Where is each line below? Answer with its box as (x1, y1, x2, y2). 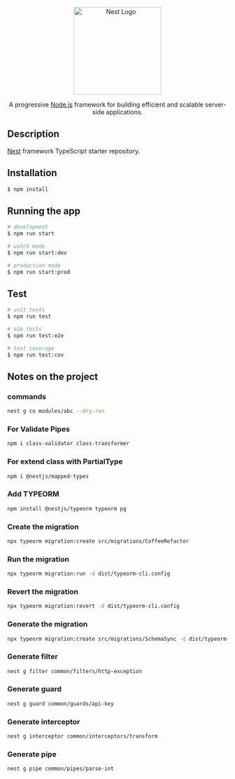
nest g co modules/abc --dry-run (7, 407, 105, 415)
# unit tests (7, 306, 45, 313)
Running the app (7, 205, 80, 217)
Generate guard (7, 684, 62, 694)
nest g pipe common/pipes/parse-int (7, 765, 114, 773)
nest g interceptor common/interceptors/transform (7, 733, 158, 740)
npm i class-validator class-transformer (7, 440, 130, 447)
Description (7, 128, 59, 140)
